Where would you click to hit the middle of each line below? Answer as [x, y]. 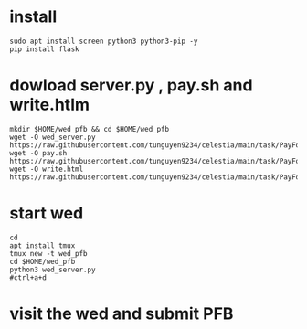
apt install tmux [42, 245]
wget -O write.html [47, 169]
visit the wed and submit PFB [122, 313]
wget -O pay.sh [38, 153]
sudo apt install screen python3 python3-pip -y [104, 41]
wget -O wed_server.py [53, 137]
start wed [47, 213]
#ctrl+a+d [28, 277]
